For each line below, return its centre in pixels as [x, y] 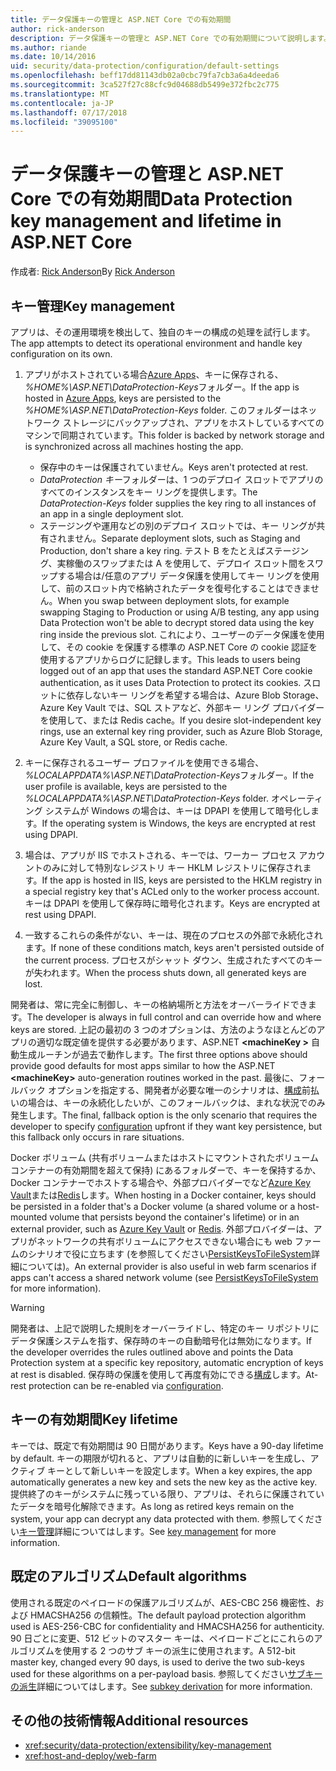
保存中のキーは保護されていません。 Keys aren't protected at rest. [174, 467]
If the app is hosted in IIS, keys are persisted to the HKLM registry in [182, 880]
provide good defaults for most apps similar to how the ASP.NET [143, 1065]
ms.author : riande [48, 47]
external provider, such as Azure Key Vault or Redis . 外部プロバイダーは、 [162, 1229]
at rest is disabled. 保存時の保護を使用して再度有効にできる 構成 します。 [158, 1374]
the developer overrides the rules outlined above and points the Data [152, 1352]
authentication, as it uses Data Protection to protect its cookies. [170, 682]
